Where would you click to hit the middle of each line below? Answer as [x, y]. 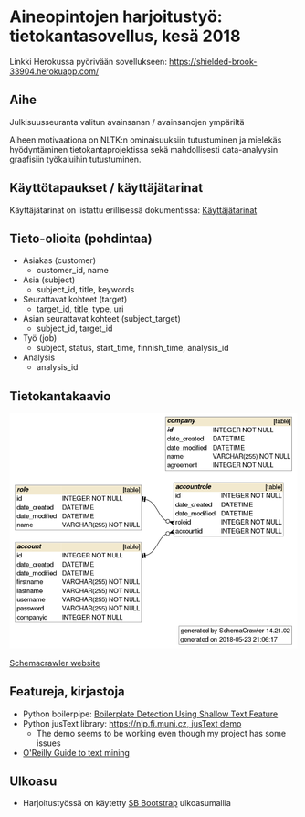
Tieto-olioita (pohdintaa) [81, 238]
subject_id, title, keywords [85, 290]
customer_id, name [73, 271]
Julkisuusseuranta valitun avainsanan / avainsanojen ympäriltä [127, 122]
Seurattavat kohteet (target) [75, 300]
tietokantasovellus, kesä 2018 [125, 36]
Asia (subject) [49, 280]
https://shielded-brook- [213, 61]
